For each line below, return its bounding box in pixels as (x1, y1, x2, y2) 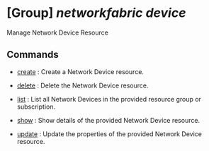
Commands (6, 49, 60, 61)
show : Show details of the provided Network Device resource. (16, 116, 200, 124)
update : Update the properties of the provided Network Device (16, 129, 203, 138)
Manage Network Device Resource (6, 28, 109, 37)
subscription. (16, 102, 56, 111)
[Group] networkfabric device (6, 5, 186, 21)
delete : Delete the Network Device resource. (16, 81, 149, 90)
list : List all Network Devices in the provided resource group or (16, 95, 201, 103)
